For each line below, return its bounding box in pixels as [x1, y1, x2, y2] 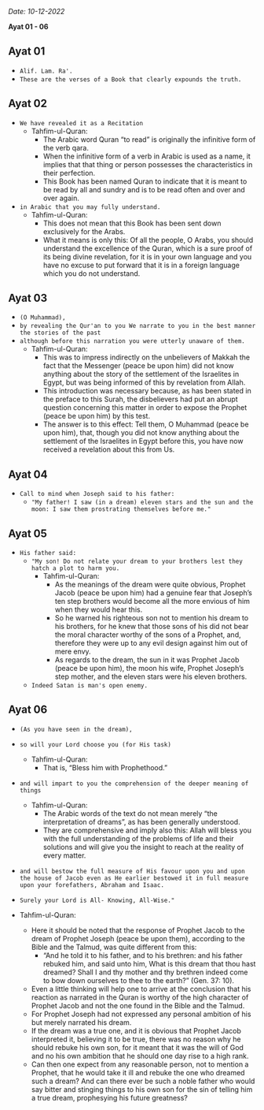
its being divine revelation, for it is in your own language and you [42, 251, 252, 261]
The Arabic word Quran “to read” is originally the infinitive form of [42, 134, 256, 144]
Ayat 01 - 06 [8, 22, 49, 31]
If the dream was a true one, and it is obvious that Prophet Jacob [31, 1026, 242, 1035]
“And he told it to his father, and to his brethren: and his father [42, 950, 243, 960]
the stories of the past [19, 329, 101, 337]
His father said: [19, 549, 77, 557]
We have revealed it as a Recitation [19, 119, 144, 127]
